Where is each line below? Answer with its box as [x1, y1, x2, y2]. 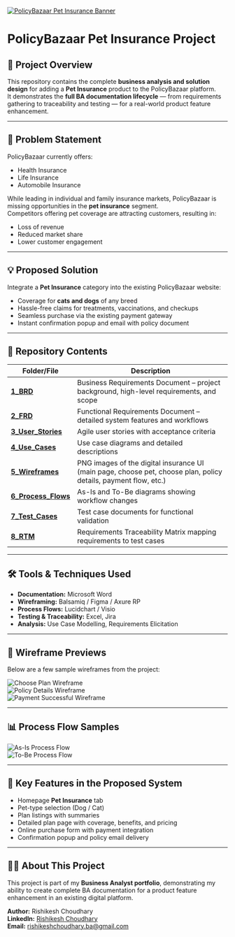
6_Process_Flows [10, 491, 71, 501]
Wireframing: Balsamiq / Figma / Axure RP [17, 597, 141, 606]
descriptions [76, 447, 118, 457]
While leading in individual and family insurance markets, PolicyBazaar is [7, 194, 217, 203]
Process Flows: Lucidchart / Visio [17, 605, 115, 613]
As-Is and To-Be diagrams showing [76, 487, 196, 497]
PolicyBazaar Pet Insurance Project [7, 31, 215, 47]
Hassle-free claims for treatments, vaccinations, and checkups [17, 304, 199, 312]
